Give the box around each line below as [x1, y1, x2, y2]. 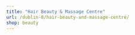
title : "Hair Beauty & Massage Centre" [6, 8, 106, 15]
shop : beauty [6, 20, 39, 26]
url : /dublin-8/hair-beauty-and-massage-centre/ [6, 14, 130, 20]
